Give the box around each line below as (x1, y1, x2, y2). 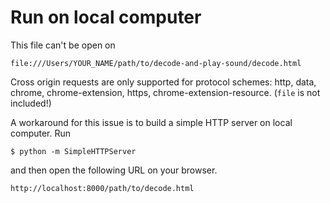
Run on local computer (10, 6, 202, 29)
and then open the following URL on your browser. (10, 164, 218, 176)
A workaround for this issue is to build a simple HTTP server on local (10, 116, 293, 128)
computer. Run (10, 127, 72, 139)
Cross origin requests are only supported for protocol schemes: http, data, (10, 76, 317, 88)
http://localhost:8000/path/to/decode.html (10, 183, 195, 193)
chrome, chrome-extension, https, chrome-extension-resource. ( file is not (10, 86, 321, 98)
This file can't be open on (10, 39, 116, 51)
